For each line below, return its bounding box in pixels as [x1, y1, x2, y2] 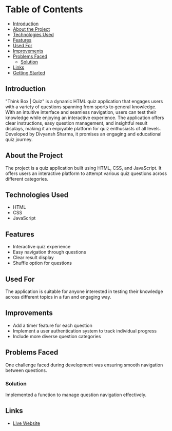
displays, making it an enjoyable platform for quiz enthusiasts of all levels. [5, 125, 161, 131]
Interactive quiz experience [12, 244, 71, 250]
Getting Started [12, 69, 45, 75]
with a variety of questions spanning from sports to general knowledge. [5, 104, 157, 110]
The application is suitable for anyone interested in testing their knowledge [5, 288, 163, 295]
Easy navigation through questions [12, 249, 86, 255]
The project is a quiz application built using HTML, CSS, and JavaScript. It [5, 165, 162, 171]
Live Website [12, 420, 41, 426]
